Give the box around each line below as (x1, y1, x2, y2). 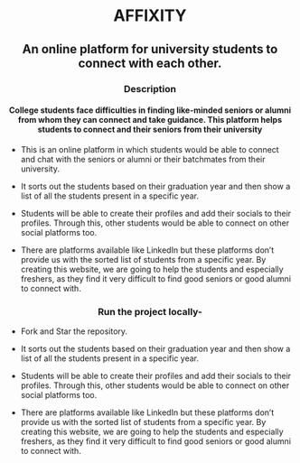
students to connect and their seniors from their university (37, 124, 263, 135)
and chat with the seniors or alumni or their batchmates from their (20, 153, 266, 164)
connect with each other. (78, 55, 222, 70)
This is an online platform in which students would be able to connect (20, 144, 280, 154)
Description (123, 82, 177, 95)
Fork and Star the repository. (20, 326, 127, 337)
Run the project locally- (97, 305, 203, 318)
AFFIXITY (113, 5, 187, 26)
